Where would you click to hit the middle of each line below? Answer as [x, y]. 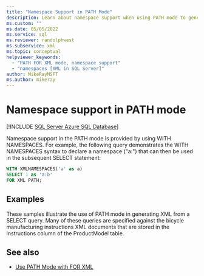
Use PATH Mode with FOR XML [54, 267]
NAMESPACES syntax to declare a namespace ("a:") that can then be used [100, 151]
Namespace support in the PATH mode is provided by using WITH [89, 139]
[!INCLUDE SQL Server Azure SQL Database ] [63, 127]
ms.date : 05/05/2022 [32, 29]
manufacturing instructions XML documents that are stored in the [88, 227]
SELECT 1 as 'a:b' [29, 174]
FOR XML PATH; [24, 180]
